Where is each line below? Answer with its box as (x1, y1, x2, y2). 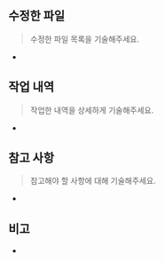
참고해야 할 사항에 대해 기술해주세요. (29, 176, 156, 187)
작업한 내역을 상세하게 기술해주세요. (29, 105, 154, 115)
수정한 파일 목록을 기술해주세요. (29, 34, 139, 44)
